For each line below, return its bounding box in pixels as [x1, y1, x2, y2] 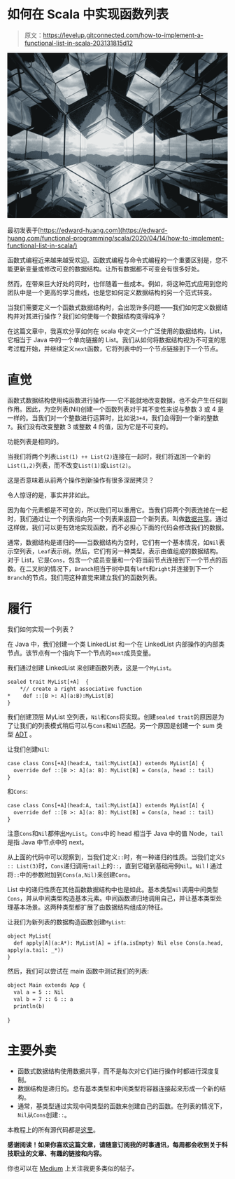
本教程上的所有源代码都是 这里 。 [7, 1126, 99, 1134]
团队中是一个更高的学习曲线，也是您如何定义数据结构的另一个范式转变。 [7, 288, 215, 297]
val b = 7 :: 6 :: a [13, 996, 73, 1003]
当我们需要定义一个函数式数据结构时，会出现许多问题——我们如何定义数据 [7, 303, 222, 312]
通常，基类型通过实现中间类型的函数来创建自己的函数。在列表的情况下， [17, 1102, 226, 1110]
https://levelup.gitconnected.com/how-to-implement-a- [43, 31, 204, 39]
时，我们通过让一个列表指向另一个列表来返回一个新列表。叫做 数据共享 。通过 [7, 515, 228, 523]
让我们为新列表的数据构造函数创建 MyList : [7, 918, 126, 927]
